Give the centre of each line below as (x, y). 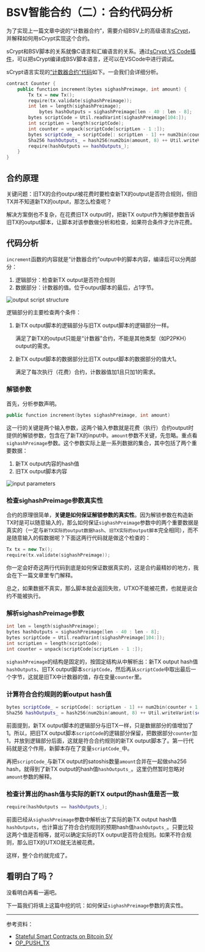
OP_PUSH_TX (32, 943)
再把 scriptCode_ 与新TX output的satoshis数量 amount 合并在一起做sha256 (97, 761)
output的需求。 (34, 345)
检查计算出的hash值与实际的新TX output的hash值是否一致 (93, 794)
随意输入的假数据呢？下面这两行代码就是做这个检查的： (81, 538)
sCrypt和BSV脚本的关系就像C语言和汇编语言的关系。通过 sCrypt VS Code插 (101, 51)
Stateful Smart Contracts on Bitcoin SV (64, 936)
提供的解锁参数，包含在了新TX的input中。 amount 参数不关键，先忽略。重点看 (102, 435)
